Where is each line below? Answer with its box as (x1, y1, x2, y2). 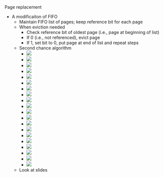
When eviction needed (19, 24, 65, 30)
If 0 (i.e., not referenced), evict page (26, 34, 100, 40)
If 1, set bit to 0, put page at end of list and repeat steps (26, 40, 139, 46)
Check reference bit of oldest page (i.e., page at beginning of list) (26, 29, 160, 35)
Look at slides (19, 167, 48, 173)
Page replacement (4, 4, 42, 10)
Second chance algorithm (19, 45, 72, 51)
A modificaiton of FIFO (11, 14, 58, 19)
